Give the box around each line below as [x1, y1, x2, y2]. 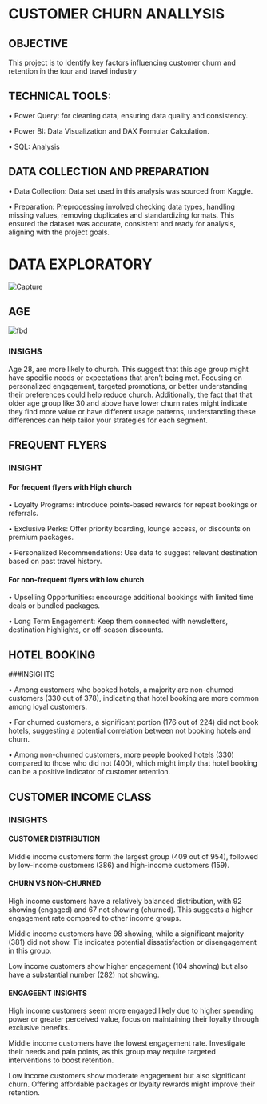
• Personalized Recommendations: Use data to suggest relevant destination [8, 548, 258, 558]
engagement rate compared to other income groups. [8, 913, 181, 922]
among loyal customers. [8, 702, 88, 712]
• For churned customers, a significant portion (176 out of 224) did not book [8, 718, 259, 727]
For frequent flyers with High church [8, 482, 132, 492]
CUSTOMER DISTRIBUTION [8, 834, 101, 844]
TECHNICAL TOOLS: [8, 90, 112, 103]
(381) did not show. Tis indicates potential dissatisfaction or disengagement [8, 937, 257, 946]
